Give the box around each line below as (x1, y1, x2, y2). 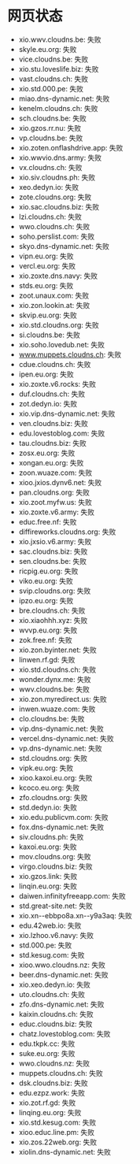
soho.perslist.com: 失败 (18, 232, 95, 241)
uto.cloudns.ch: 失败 (18, 989, 86, 999)
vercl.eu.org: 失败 (18, 261, 76, 270)
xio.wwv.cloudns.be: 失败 (18, 35, 101, 44)
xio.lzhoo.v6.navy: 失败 (18, 930, 94, 940)
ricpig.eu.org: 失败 (18, 566, 79, 576)
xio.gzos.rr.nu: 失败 (18, 123, 82, 132)
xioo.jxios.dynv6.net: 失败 (18, 477, 102, 487)
